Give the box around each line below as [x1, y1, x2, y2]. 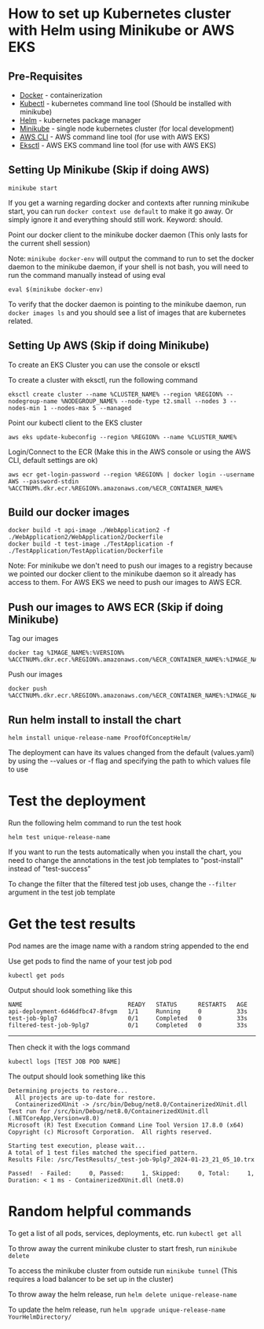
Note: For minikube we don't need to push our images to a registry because [8, 561, 253, 571]
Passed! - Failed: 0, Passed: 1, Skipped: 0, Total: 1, [8, 1169, 255, 1177]
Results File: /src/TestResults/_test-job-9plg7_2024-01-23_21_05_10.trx [8, 1155, 255, 1164]
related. [8, 316, 33, 325]
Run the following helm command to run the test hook [8, 818, 182, 827]
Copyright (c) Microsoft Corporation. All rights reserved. [8, 1127, 213, 1136]
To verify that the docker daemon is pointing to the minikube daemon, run [8, 299, 247, 309]
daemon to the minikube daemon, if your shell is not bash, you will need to [8, 261, 249, 272]
